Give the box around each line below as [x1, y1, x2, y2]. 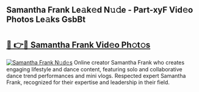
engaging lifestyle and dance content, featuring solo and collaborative [6, 66, 183, 73]
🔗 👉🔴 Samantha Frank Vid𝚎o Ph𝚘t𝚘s [6, 40, 151, 50]
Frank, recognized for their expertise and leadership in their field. [6, 79, 170, 86]
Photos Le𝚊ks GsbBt [6, 15, 86, 25]
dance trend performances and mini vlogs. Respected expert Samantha [6, 73, 186, 79]
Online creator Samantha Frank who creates [73, 59, 185, 66]
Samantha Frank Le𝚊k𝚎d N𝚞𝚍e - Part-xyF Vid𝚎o [6, 5, 194, 15]
